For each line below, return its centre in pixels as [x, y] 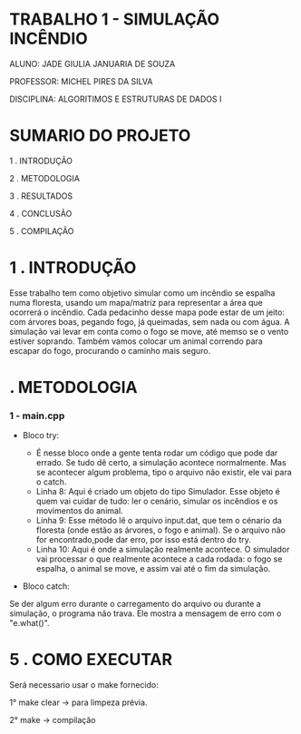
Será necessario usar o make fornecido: [84, 685]
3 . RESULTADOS [41, 196]
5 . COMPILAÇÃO [42, 230]
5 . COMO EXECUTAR [91, 660]
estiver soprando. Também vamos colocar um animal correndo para [136, 341]
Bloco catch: [46, 586]
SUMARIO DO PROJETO [100, 136]
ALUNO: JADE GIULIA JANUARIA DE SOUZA [92, 64]
